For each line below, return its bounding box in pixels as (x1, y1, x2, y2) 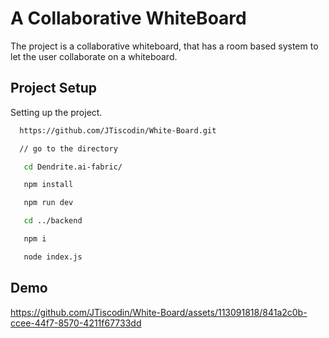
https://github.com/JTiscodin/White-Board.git (19, 125, 217, 136)
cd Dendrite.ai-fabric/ (23, 162, 123, 172)
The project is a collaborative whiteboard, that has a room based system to (10, 40, 319, 52)
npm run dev (23, 198, 74, 208)
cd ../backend (23, 216, 83, 226)
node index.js (23, 252, 83, 262)
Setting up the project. (10, 106, 103, 118)
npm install (23, 180, 74, 190)
